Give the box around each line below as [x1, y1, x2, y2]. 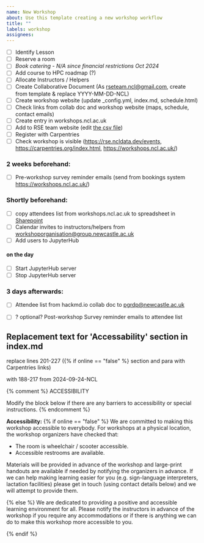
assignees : [6, 32, 34, 38]
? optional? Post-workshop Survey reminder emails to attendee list [15, 313, 183, 321]
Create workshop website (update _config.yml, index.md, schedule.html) [15, 96, 199, 104]
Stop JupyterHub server [15, 271, 76, 279]
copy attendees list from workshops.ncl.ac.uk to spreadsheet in [15, 209, 176, 217]
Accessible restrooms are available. [15, 449, 105, 457]
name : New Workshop [6, 9, 56, 15]
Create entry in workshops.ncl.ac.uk [15, 117, 107, 124]
